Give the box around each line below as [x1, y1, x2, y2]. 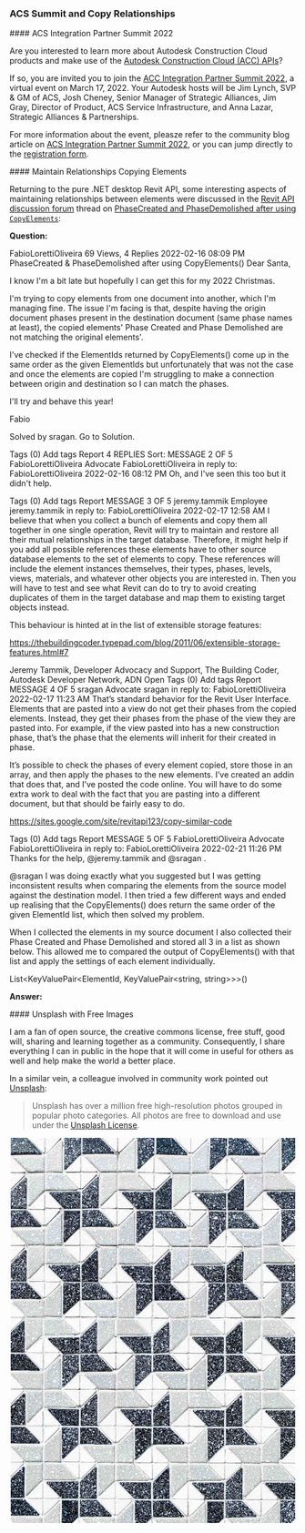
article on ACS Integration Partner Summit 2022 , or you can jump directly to [9, 139, 293, 150]
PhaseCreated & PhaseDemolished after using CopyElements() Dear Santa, [9, 258, 291, 269]
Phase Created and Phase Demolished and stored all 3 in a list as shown [9, 937, 280, 948]
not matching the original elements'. [9, 331, 144, 343]
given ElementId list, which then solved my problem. [9, 909, 205, 920]
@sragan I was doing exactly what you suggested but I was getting [9, 870, 261, 881]
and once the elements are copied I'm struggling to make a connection [9, 369, 275, 380]
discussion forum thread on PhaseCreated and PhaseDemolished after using [9, 203, 297, 214]
